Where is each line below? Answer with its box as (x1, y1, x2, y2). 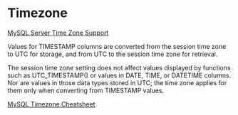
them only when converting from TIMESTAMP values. (7, 86, 165, 94)
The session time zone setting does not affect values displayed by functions (7, 63, 231, 72)
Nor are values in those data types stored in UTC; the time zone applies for (7, 78, 227, 87)
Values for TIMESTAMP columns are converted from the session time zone (7, 42, 227, 50)
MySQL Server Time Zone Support (7, 28, 109, 37)
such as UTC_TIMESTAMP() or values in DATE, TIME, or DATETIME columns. (7, 71, 232, 80)
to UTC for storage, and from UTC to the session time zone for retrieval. (7, 50, 218, 58)
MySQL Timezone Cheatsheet (7, 99, 95, 108)
